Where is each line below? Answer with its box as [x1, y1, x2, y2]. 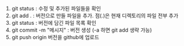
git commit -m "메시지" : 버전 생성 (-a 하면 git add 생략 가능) [11, 26, 152, 33]
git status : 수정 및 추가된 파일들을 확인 [11, 5, 101, 11]
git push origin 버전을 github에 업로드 [11, 34, 100, 40]
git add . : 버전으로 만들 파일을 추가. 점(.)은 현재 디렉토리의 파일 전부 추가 [11, 12, 179, 19]
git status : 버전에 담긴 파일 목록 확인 [11, 20, 97, 26]
